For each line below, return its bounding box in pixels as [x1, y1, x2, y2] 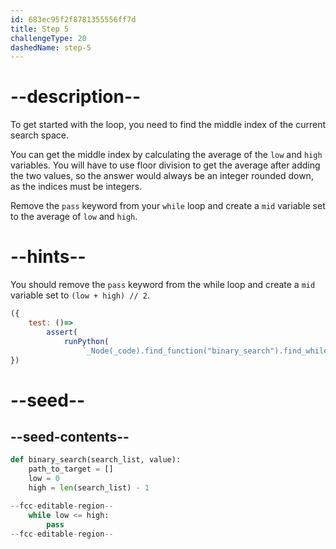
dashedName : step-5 [10, 42, 92, 53]
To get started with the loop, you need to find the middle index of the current [10, 119, 327, 131]
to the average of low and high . [10, 211, 138, 223]
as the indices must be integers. [10, 181, 143, 193]
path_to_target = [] [28, 464, 114, 475]
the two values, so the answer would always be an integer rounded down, [10, 170, 314, 182]
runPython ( [63, 336, 110, 346]
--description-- [10, 86, 142, 108]
